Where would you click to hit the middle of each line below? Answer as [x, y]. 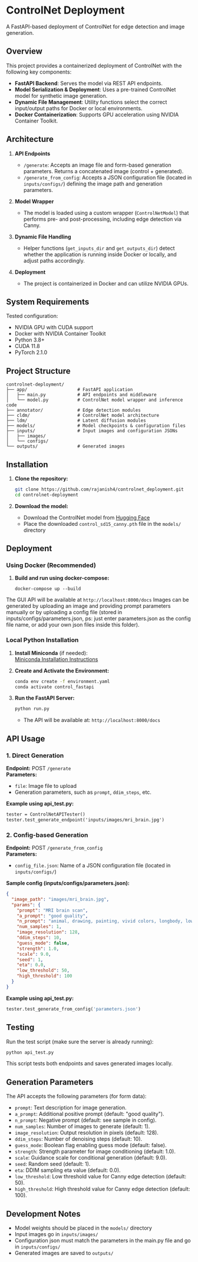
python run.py [32, 709]
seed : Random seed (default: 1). [52, 1164]
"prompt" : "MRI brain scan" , [52, 910]
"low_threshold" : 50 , [43, 970]
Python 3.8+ [30, 340]
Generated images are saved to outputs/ [64, 1253]
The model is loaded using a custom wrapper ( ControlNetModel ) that [106, 213]
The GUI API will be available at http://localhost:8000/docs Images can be [98, 600]
